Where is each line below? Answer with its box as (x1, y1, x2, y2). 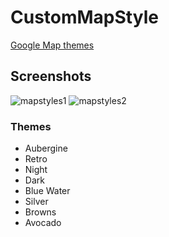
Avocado (24, 217, 62, 229)
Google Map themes (10, 39, 95, 51)
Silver (24, 196, 49, 208)
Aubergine (24, 142, 68, 155)
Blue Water (24, 185, 71, 197)
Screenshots (10, 68, 92, 85)
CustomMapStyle (10, 6, 159, 29)
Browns (24, 206, 57, 218)
